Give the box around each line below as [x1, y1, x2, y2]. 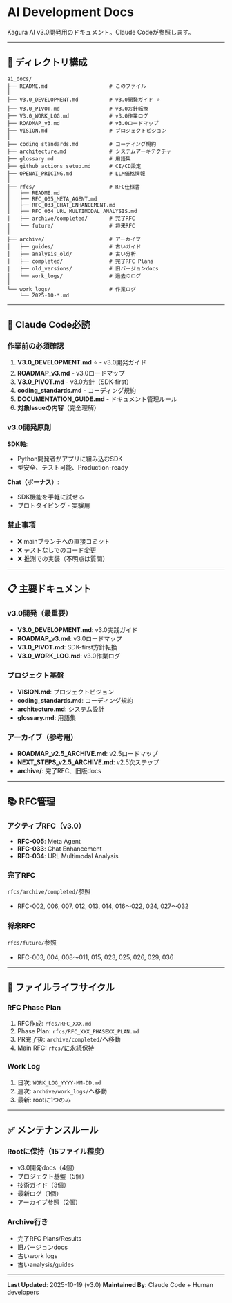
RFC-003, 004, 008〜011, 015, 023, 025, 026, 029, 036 [17, 952, 174, 961]
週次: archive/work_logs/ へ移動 [17, 1087, 107, 1095]
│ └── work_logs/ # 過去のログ [7, 272, 142, 279]
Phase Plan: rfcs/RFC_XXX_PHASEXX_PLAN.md [17, 1027, 139, 1035]
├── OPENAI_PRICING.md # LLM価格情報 [7, 170, 146, 177]
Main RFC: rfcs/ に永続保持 [17, 1044, 95, 1052]
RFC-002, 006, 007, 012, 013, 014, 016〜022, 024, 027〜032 [17, 902, 189, 910]
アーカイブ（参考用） [7, 732, 78, 742]
